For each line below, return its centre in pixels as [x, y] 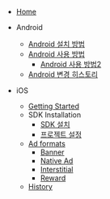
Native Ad [57, 161]
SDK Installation [55, 115]
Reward [53, 178]
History [40, 186]
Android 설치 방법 [56, 44]
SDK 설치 [55, 124]
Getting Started [53, 106]
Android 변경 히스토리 [63, 74]
